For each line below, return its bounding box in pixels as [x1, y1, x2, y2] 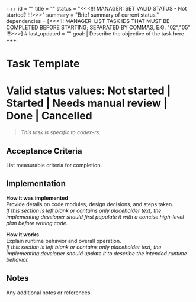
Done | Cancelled [6, 109, 93, 123]
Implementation [6, 178, 66, 189]
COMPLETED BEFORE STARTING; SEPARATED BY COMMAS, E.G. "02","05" [6, 24, 191, 31]
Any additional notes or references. [6, 289, 92, 296]
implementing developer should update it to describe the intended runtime [6, 249, 188, 256]
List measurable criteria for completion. [6, 161, 102, 168]
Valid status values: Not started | [6, 84, 171, 98]
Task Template [6, 57, 80, 70]
